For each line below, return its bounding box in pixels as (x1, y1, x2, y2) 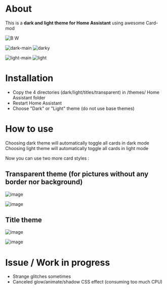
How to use (5, 123, 54, 135)
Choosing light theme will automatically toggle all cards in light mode (5, 145, 148, 151)
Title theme (5, 216, 42, 225)
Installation (5, 72, 54, 84)
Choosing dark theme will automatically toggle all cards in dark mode (5, 140, 149, 146)
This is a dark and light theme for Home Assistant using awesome (5, 20, 145, 26)
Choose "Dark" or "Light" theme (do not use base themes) (12, 105, 135, 112)
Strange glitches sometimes (12, 273, 71, 279)
